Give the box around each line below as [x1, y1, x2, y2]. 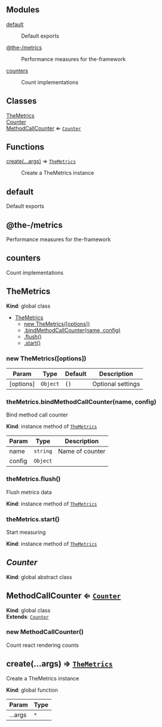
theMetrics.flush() [6, 475, 61, 483]
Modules [6, 5, 40, 15]
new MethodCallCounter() [6, 628, 84, 636]
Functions [6, 142, 45, 152]
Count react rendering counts [6, 641, 79, 649]
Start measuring [6, 528, 46, 536]
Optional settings [92, 379, 140, 388]
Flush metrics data [6, 488, 52, 495]
